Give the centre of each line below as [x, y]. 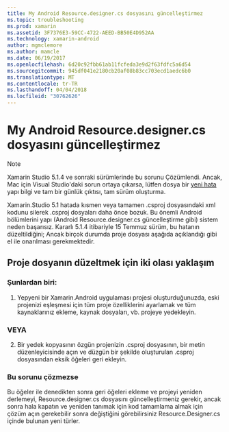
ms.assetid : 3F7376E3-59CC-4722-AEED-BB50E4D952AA [81, 33]
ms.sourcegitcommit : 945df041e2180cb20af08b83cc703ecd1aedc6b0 [99, 71]
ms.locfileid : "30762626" [44, 97]
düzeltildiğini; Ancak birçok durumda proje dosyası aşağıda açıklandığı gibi [112, 234]
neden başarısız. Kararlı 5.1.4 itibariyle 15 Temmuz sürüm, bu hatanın [104, 226]
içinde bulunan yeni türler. [44, 421]
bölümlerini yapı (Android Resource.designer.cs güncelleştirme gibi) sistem [113, 219]
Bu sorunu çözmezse [43, 376]
